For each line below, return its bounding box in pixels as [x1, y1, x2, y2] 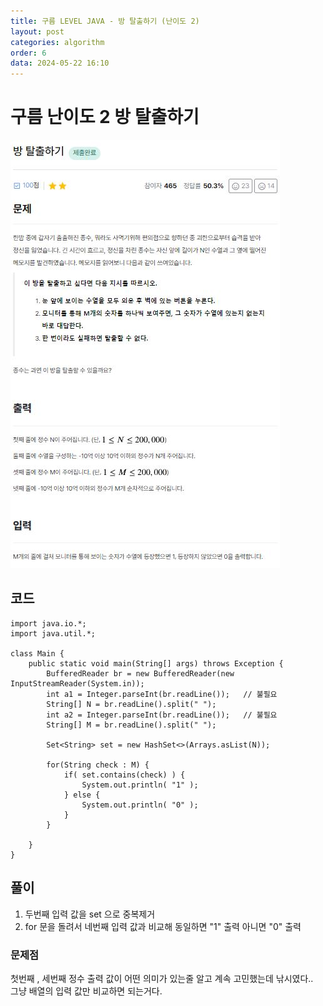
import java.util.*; [10, 628, 97, 639]
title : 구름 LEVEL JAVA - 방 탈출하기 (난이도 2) [10, 16, 200, 26]
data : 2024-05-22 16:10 [10, 58, 110, 69]
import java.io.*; [10, 618, 87, 629]
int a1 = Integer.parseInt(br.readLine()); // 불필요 [46, 689, 278, 699]
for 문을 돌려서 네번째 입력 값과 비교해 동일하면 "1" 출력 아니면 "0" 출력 [24, 920, 302, 932]
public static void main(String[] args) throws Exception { [28, 658, 284, 669]
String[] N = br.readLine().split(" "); [46, 699, 217, 709]
